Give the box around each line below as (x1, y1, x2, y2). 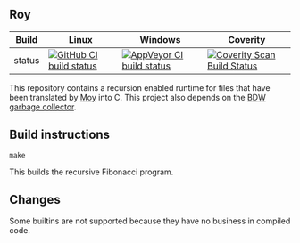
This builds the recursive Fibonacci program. (9, 166, 174, 177)
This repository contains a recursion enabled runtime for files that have (9, 82, 271, 93)
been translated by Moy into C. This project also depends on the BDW (9, 92, 266, 102)
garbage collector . (9, 101, 77, 112)
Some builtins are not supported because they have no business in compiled (9, 215, 291, 226)
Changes (9, 192, 61, 207)
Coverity (227, 33, 266, 45)
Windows (139, 33, 181, 45)
